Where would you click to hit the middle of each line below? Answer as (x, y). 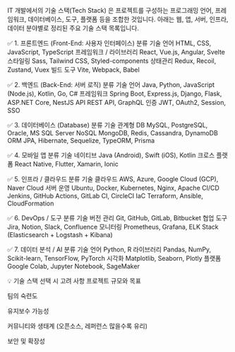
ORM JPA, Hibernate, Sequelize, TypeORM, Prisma (81, 141)
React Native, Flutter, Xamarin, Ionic (66, 164)
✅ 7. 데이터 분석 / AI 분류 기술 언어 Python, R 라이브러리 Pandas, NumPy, (109, 249)
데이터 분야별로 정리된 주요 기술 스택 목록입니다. (73, 28)
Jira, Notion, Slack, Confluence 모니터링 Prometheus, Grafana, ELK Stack (113, 227)
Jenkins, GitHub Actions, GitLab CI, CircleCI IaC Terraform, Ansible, (105, 196)
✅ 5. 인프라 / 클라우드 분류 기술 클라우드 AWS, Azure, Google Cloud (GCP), (113, 179)
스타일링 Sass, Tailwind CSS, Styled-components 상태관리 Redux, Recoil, (112, 61)
